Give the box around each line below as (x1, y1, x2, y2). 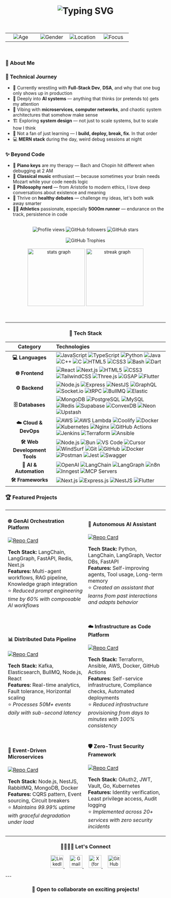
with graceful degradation (8, 812, 70, 819)
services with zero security (88, 816, 153, 823)
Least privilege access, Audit (88, 795, 157, 802)
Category (17, 343, 42, 350)
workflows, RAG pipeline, (8, 574, 68, 581)
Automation (15, 468, 44, 475)
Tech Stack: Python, (88, 545, 137, 552)
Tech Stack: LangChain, (8, 548, 66, 556)
